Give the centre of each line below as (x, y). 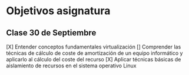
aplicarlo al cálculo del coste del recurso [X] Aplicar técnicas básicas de (94, 59)
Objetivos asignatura (58, 11)
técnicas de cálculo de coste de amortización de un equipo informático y (94, 53)
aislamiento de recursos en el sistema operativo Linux (71, 66)
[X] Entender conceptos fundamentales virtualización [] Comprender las (94, 47)
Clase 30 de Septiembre (51, 33)
